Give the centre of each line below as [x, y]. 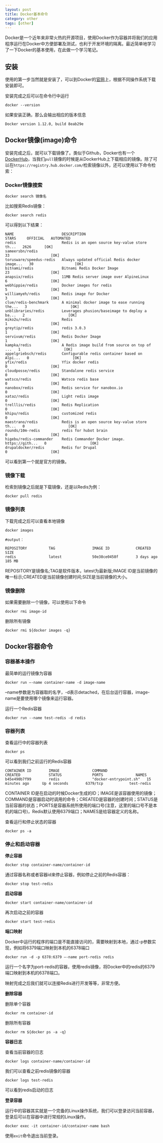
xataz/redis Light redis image [52, 397]
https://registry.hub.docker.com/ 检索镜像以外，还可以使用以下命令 [83, 165]
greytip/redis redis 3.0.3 [45, 328]
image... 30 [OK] [44, 264]
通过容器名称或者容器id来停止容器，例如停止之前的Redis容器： [68, 875]
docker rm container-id [29, 1013]
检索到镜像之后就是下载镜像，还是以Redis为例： [53, 487]
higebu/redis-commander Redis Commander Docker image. [65, 439]
